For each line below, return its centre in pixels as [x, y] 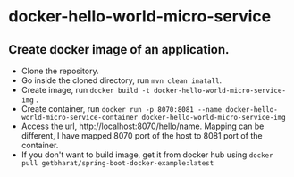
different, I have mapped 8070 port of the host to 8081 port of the [142, 135]
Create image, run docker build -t [86, 90]
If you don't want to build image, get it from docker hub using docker [147, 155]
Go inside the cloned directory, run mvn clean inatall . [122, 80]
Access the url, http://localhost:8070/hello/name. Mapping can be [143, 126]
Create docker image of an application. [119, 50]
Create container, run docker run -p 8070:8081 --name [122, 109]
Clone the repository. [60, 71]
